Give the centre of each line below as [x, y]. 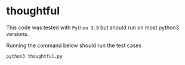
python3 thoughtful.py [34, 56]
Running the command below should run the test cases [74, 45]
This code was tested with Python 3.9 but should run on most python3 [93, 27]
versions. [17, 33]
